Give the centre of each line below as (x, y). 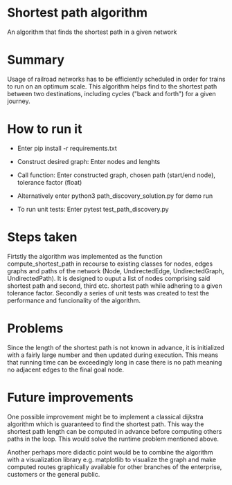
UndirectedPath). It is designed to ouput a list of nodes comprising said (109, 278)
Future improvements (70, 397)
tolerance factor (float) (50, 182)
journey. (19, 101)
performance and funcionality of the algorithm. (74, 300)
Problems (35, 328)
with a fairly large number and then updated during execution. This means (113, 355)
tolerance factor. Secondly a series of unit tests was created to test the (108, 293)
